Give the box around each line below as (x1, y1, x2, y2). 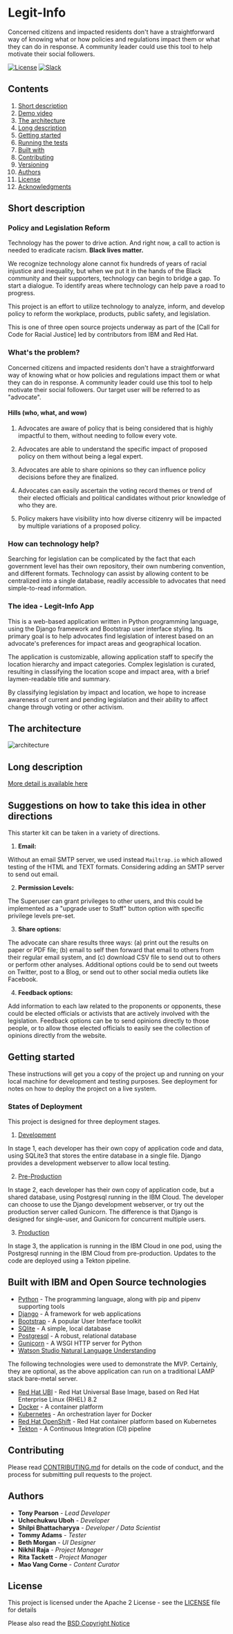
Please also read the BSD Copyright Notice (8, 1619, 130, 1628)
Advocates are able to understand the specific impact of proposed (17, 445, 208, 453)
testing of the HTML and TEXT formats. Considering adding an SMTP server (8, 862, 225, 871)
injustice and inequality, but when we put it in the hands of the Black (8, 267, 203, 275)
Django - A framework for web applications (17, 1309, 141, 1318)
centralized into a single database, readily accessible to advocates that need (8, 577, 226, 585)
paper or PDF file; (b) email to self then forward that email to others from (8, 945, 214, 954)
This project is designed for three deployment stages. (8, 1117, 161, 1126)
